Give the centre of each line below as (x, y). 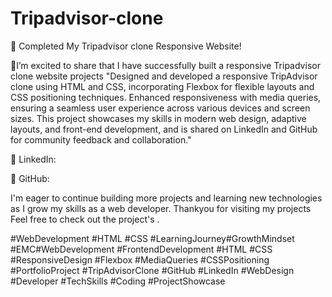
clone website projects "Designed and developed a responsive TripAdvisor (164, 76)
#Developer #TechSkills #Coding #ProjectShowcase (118, 281)
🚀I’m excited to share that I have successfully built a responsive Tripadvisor (165, 65)
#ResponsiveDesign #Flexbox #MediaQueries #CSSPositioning (140, 259)
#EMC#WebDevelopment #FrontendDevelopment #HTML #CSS (141, 249)
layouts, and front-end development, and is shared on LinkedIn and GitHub (164, 129)
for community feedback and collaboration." (101, 139)
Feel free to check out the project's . (85, 219)
